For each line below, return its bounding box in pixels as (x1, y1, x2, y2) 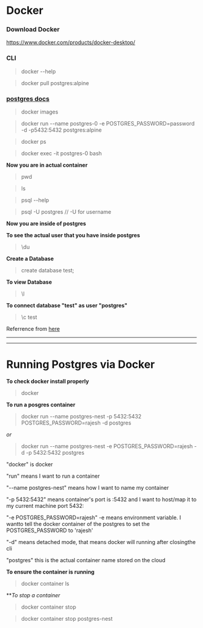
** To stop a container (6, 592, 60, 599)
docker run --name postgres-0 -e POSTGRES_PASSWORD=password (21, 120, 195, 127)
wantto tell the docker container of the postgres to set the (6, 521, 150, 528)
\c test (21, 313, 37, 321)
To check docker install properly (6, 378, 89, 385)
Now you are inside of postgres (6, 220, 86, 227)
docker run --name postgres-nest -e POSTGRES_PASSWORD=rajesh (21, 443, 193, 450)
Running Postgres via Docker (6, 357, 155, 371)
